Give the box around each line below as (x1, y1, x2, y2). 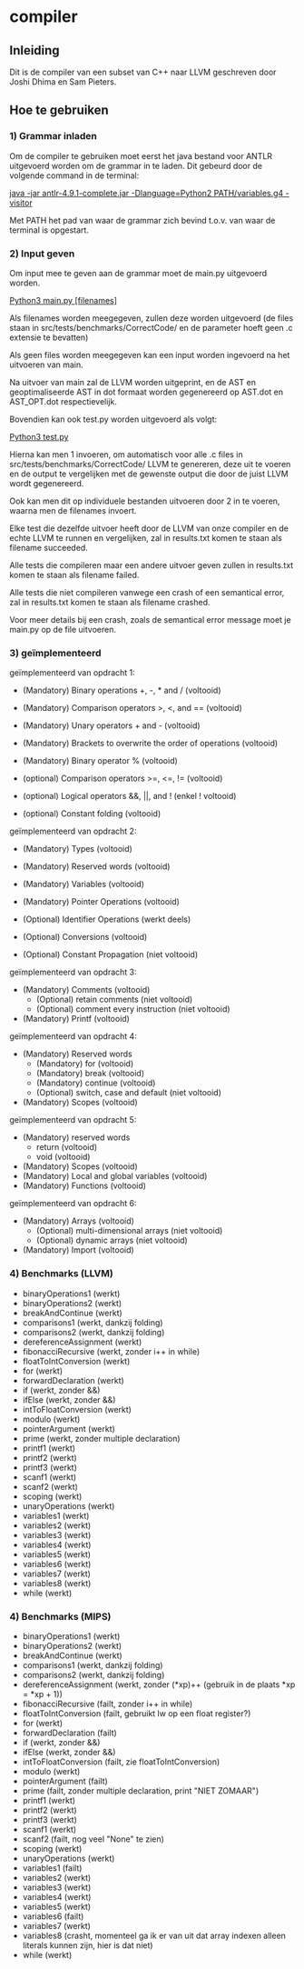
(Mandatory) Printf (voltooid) (22, 1014, 130, 1024)
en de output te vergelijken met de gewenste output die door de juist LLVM (9, 468, 289, 479)
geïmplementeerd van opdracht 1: (9, 667, 136, 678)
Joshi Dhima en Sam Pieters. (9, 76, 117, 87)
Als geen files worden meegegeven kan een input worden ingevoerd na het (9, 349, 290, 360)
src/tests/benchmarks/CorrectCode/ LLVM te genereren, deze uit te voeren (9, 458, 291, 469)
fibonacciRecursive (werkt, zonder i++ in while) (22, 1345, 201, 1356)
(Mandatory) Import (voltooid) (22, 1244, 134, 1255)
